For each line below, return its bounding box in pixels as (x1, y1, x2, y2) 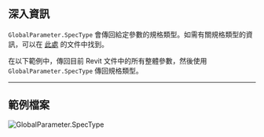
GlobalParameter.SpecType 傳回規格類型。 (8, 66, 143, 75)
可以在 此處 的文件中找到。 (21, 39, 108, 49)
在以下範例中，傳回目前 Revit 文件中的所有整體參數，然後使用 (8, 56, 207, 65)
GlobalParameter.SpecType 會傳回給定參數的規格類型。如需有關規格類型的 (8, 30, 246, 39)
